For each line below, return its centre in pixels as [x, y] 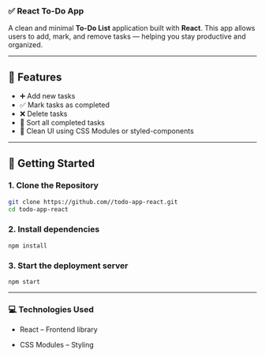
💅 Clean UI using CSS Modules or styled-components [107, 131]
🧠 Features [35, 77]
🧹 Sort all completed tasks [62, 123]
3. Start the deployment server [68, 266]
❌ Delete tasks [43, 114]
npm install [28, 246]
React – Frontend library [59, 329]
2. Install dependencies [54, 229]
